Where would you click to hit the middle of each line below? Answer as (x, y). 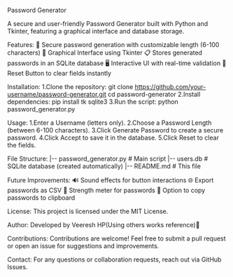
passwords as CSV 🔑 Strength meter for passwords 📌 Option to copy (106, 190)
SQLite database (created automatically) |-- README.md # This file (104, 166)
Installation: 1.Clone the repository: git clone (70, 87)
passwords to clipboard (41, 198)
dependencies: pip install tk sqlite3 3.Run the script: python (93, 102)
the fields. (22, 145)
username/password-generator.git (57, 94)
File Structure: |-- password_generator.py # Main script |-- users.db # (108, 158)
